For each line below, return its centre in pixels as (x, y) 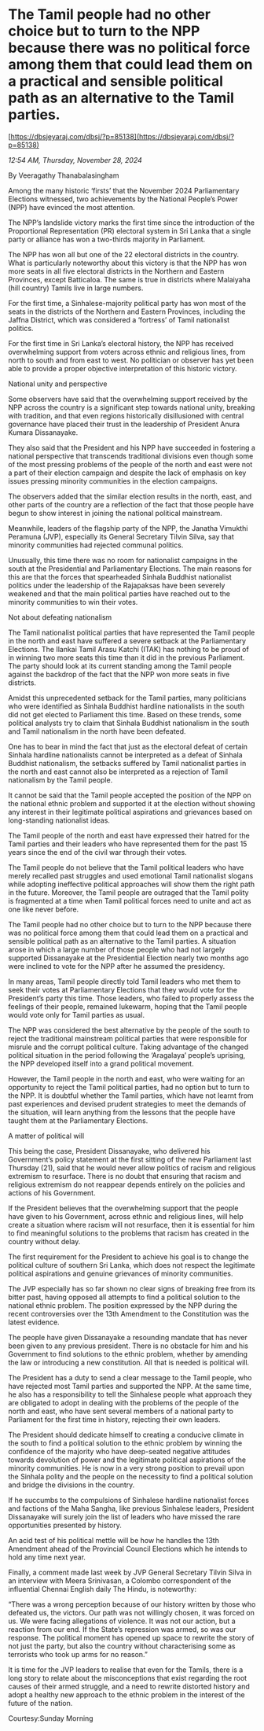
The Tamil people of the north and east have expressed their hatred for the (129, 835)
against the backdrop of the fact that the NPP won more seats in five (119, 674)
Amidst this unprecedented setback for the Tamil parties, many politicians (127, 698)
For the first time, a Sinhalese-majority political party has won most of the (127, 303)
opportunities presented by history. (65, 1525)
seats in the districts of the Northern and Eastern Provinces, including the (127, 311)
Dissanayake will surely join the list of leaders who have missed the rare (125, 1516)
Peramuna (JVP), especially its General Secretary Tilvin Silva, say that (121, 536)
